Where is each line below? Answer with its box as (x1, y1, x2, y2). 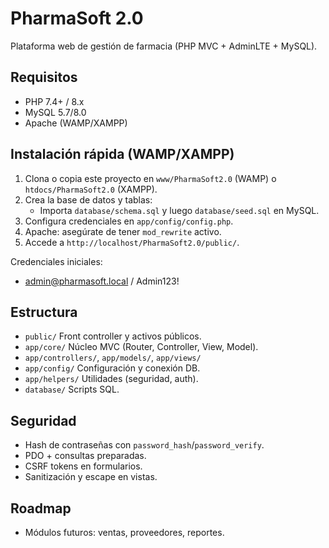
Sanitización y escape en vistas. (24, 471, 158, 483)
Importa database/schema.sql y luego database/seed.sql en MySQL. (39, 204, 320, 216)
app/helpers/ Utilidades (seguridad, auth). (24, 373, 199, 385)
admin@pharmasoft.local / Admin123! (24, 275, 180, 287)
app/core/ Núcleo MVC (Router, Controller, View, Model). (24, 341, 259, 353)
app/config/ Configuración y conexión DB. (24, 362, 201, 374)
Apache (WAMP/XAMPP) (24, 117, 128, 129)
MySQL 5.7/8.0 (24, 106, 87, 118)
